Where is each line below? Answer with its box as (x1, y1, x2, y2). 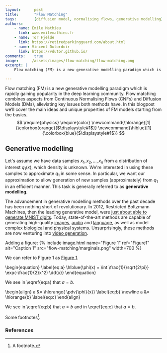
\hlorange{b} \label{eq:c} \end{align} (5, 294, 81, 300)
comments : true (5, 53, 43, 59)
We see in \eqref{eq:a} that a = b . (5, 279, 75, 285)
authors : (5, 21, 23, 26)
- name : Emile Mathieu (14, 26, 61, 31)
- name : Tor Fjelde (14, 35, 55, 40)
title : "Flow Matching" (5, 12, 68, 17)
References (5, 327, 34, 334)
